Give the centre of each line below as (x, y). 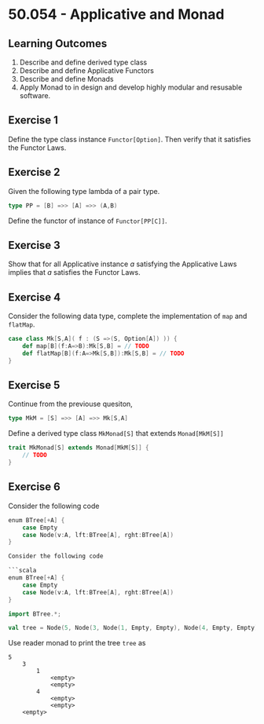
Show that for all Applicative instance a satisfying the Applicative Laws (123, 264)
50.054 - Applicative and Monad (116, 15)
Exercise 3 (34, 245)
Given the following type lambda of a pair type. (84, 191)
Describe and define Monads (66, 79)
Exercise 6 (34, 487)
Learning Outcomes (58, 44)
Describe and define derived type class (83, 62)
